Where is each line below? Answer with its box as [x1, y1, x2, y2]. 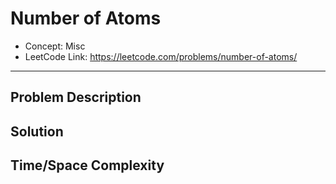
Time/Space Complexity [10, 157, 165, 174]
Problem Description [10, 89, 142, 106]
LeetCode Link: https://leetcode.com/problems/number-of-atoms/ [24, 50, 298, 62]
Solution [10, 123, 64, 140]
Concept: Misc [24, 40, 86, 52]
